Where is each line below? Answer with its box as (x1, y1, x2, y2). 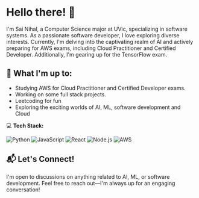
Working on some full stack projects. (14, 90, 107, 98)
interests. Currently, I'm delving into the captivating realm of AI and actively (6, 38, 194, 45)
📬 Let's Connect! (6, 154, 75, 164)
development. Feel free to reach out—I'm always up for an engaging (6, 179, 175, 187)
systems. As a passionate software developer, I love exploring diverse (6, 31, 180, 39)
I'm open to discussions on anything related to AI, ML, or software (6, 173, 170, 180)
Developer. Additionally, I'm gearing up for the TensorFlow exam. (6, 51, 168, 58)
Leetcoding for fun (14, 97, 62, 104)
